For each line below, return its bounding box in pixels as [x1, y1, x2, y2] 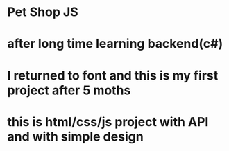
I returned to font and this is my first [7, 67, 219, 83]
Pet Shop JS [7, 4, 78, 20]
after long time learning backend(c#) [7, 36, 223, 52]
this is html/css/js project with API [7, 114, 209, 130]
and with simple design [7, 129, 144, 144]
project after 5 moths [7, 82, 131, 98]
